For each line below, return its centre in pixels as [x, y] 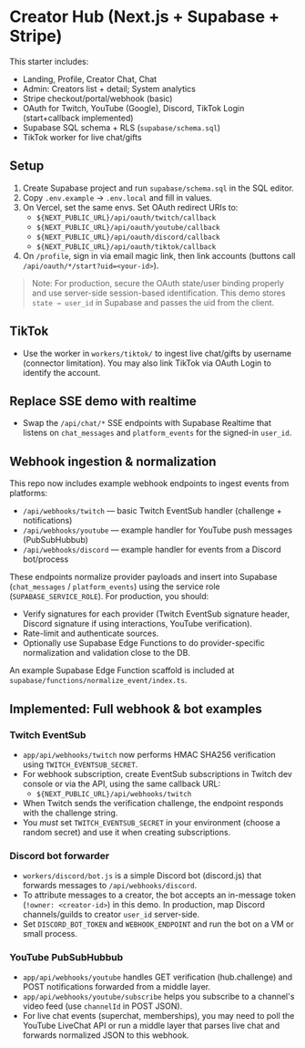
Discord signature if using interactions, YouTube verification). [137, 624]
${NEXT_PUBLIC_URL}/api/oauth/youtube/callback [128, 227]
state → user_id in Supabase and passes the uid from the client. [153, 302]
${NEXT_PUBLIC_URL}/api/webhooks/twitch [114, 794]
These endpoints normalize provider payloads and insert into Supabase [143, 577]
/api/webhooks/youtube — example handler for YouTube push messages [158, 530]
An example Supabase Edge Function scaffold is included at [122, 670]
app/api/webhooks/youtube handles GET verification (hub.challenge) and [158, 977]
